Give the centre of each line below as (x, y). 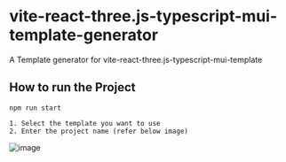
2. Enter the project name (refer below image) (99, 131)
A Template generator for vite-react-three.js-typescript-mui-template (136, 59)
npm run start (36, 108)
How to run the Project (72, 87)
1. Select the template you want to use (85, 123)
